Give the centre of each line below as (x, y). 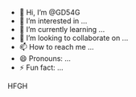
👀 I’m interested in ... (53, 21)
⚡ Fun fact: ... (41, 67)
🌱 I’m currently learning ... (62, 29)
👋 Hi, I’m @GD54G (49, 12)
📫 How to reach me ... (56, 47)
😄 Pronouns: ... (45, 59)
